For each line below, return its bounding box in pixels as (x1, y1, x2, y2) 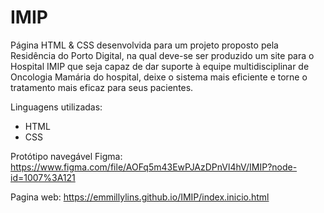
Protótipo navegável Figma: (10, 150, 123, 162)
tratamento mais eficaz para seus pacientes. (10, 81, 194, 93)
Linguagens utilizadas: (10, 101, 103, 113)
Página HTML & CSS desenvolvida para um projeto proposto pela (10, 39, 279, 51)
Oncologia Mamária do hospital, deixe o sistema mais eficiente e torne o (10, 71, 308, 83)
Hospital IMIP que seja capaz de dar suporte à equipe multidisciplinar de (10, 60, 310, 72)
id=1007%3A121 (10, 171, 76, 183)
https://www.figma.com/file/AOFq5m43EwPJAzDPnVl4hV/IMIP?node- (10, 161, 298, 173)
